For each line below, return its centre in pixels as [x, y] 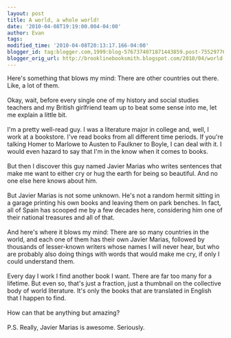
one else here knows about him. [52, 181]
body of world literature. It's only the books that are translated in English [109, 290]
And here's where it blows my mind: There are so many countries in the [108, 232]
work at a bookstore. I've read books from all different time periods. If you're [115, 137]
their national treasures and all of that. [61, 217]
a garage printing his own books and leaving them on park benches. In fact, [114, 202]
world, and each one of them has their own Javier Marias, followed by [106, 239]
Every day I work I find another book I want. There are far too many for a [109, 276]
